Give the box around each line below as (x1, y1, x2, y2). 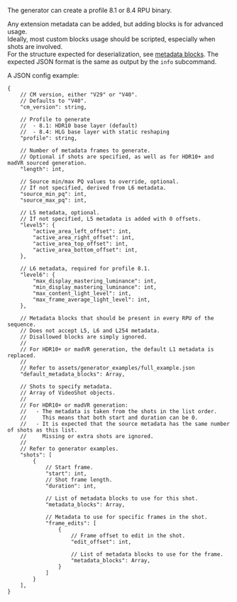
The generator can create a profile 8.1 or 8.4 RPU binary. (7, 6, 172, 14)
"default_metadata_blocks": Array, (20, 371, 126, 378)
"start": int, (45, 470, 87, 477)
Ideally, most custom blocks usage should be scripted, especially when (7, 35, 216, 43)
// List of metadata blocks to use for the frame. (70, 551, 224, 558)
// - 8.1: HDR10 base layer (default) (20, 122, 138, 129)
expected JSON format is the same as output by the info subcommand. (7, 58, 217, 66)
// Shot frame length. (45, 476, 113, 483)
